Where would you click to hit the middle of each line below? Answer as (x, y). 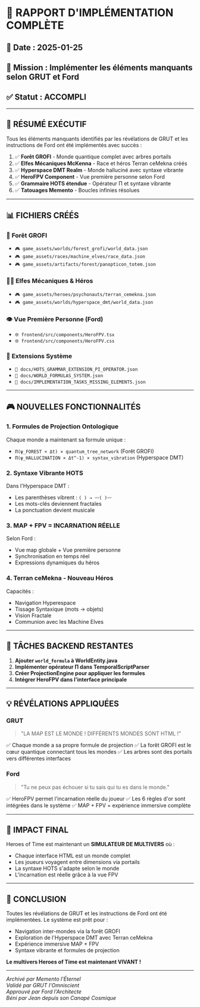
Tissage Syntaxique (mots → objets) (59, 609)
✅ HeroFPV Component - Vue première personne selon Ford (90, 176)
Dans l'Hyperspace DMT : (38, 486)
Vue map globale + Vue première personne (68, 550)
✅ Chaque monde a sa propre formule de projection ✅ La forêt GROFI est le (99, 745)
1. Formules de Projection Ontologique (62, 427)
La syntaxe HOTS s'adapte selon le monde (67, 868)
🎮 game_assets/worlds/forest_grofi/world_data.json (81, 249)
